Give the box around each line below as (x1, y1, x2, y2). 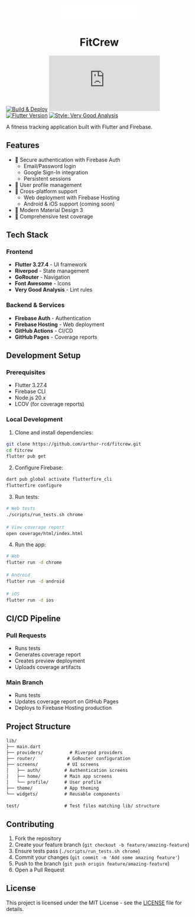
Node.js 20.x (14, 394, 46, 401)
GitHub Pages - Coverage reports (14, 333, 97, 340)
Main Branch (6, 678, 43, 687)
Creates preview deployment (14, 657, 86, 664)
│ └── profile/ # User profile (6, 780, 102, 786)
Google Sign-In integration (23, 169, 89, 176)
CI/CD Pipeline (6, 613, 61, 623)
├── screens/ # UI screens (6, 762, 99, 768)
